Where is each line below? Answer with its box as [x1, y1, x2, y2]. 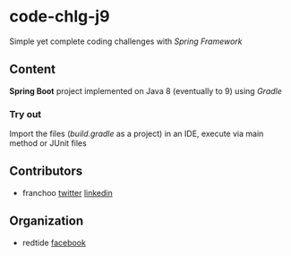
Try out [9, 107, 42, 120]
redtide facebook [21, 237, 87, 248]
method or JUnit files [9, 138, 87, 149]
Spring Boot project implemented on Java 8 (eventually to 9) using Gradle [9, 85, 282, 96]
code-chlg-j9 [9, 6, 110, 27]
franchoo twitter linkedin [21, 187, 114, 198]
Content [9, 62, 56, 77]
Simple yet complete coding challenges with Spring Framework [9, 36, 244, 47]
